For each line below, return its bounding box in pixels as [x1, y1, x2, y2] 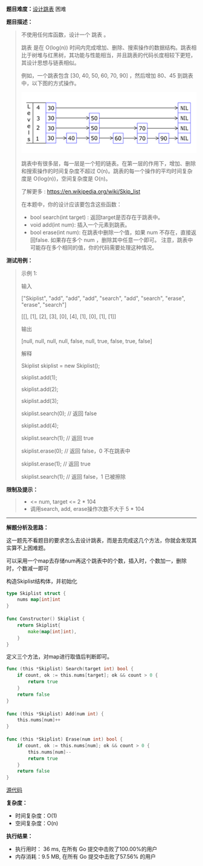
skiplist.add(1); [21, 373, 57, 381]
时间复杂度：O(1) [14, 812, 57, 819]
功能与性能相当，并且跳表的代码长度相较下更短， [74, 52, 196, 59]
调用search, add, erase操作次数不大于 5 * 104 [30, 505, 144, 512]
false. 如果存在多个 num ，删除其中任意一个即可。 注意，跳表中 [35, 236, 193, 244]
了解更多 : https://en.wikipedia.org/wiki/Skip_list [21, 187, 141, 195]
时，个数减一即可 [6, 564, 49, 571]
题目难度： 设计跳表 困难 [6, 5, 66, 12]
